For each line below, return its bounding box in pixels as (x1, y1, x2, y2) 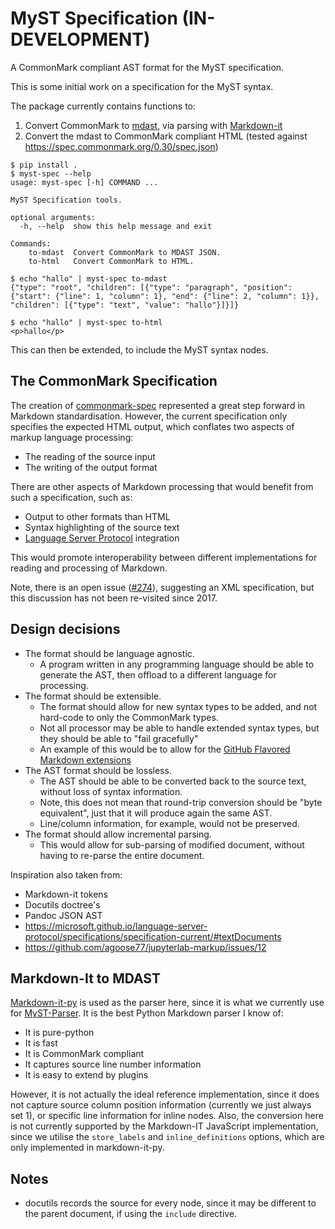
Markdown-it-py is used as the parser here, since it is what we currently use (10, 997, 325, 1009)
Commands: (10, 238, 52, 249)
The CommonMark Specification (10, 373, 218, 390)
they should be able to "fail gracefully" (39, 732, 199, 744)
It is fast (24, 1037, 58, 1049)
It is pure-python (24, 1027, 95, 1039)
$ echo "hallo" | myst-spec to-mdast (10, 273, 168, 284)
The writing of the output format (24, 461, 158, 473)
